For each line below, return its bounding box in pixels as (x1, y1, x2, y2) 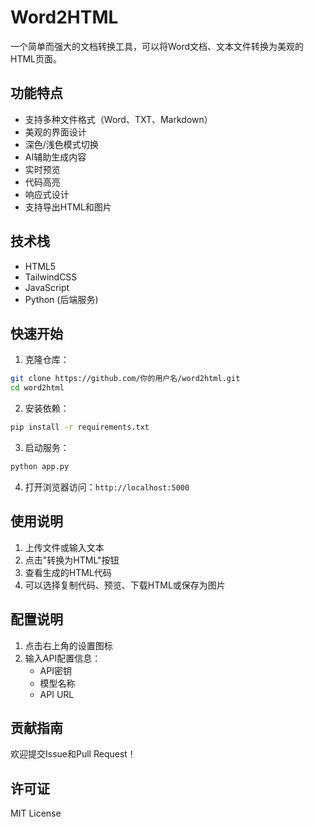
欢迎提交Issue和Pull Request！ (10, 748, 137, 760)
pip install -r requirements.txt (10, 422, 150, 433)
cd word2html (10, 383, 65, 393)
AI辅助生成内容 (24, 151, 87, 163)
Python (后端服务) (24, 293, 99, 305)
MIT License (10, 807, 62, 820)
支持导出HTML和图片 (24, 201, 112, 213)
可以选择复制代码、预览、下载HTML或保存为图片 (24, 579, 226, 591)
